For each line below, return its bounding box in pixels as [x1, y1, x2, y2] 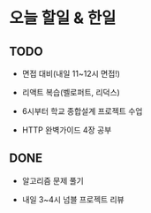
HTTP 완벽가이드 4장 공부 [21, 125, 112, 135]
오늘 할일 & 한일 [9, 8, 117, 28]
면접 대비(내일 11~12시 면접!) [21, 68, 121, 79]
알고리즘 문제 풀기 [21, 175, 84, 186]
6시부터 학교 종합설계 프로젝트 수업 [21, 106, 143, 116]
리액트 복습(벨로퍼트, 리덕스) [21, 87, 121, 97]
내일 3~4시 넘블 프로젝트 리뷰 [21, 194, 125, 204]
